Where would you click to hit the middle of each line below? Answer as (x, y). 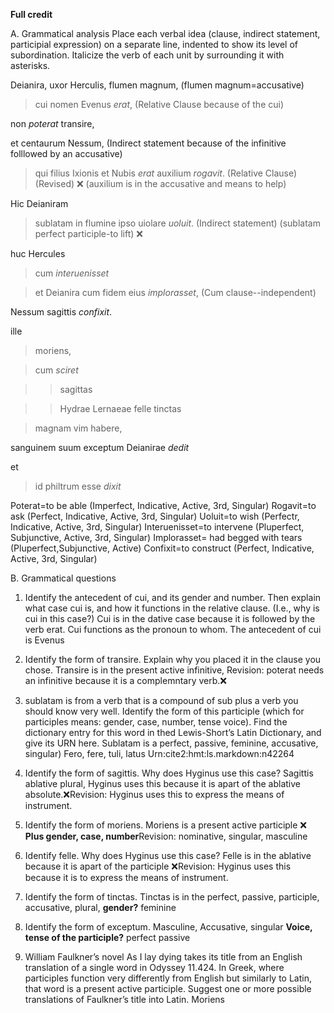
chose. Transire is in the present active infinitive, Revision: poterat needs (174, 670)
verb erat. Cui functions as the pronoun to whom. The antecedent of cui (173, 629)
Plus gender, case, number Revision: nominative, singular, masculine (166, 836)
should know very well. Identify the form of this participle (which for (164, 711)
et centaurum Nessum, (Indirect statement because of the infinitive (148, 143)
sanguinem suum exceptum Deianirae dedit (100, 447)
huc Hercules (38, 253)
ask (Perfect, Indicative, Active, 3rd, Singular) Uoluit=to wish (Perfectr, (155, 516)
